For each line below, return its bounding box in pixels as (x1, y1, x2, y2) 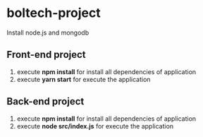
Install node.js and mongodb (6, 28, 90, 37)
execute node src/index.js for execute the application (16, 121, 174, 130)
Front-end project (6, 49, 86, 61)
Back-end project (6, 95, 85, 107)
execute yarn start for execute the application (16, 75, 151, 83)
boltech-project (6, 5, 101, 21)
